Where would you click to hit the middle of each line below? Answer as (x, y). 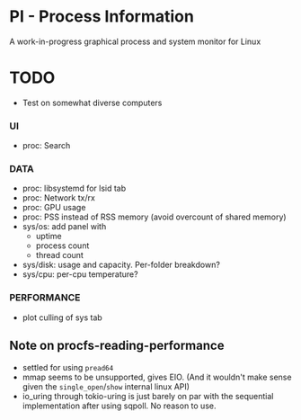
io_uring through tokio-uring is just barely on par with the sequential (148, 396)
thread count (59, 255)
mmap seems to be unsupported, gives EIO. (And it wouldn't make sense (157, 377)
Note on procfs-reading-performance (117, 346)
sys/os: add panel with (64, 227)
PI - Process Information (102, 17)
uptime (49, 237)
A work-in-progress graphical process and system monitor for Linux (135, 41)
